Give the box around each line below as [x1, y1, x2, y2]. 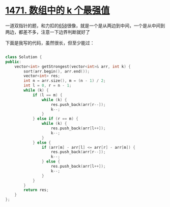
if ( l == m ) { [32, 93, 63, 98]
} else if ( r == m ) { [32, 116, 79, 122]
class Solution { [5, 54, 42, 59]
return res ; [23, 188, 49, 193]
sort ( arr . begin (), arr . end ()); [23, 68, 90, 74]
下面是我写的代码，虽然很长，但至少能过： [5, 39, 95, 46]
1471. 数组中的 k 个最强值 [5, 5, 110, 16]
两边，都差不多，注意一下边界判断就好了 [5, 29, 90, 35]
